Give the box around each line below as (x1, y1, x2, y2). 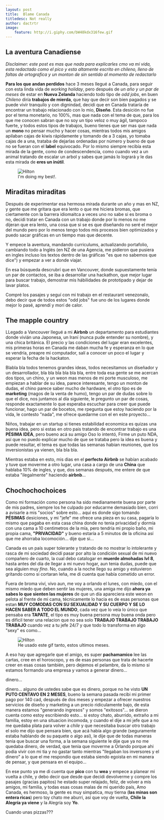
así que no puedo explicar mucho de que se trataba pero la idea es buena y (5, 437, 158, 443)
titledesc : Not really (5, 16, 52, 21)
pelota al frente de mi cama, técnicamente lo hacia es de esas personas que (5, 596, 159, 602)
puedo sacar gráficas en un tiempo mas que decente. (5, 232, 114, 238)
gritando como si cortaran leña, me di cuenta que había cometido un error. (5, 571, 156, 577)
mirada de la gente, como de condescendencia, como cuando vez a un (5, 148, 148, 154)
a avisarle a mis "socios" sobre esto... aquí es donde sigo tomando (5, 510, 140, 515)
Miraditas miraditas (5, 188, 66, 196)
